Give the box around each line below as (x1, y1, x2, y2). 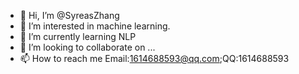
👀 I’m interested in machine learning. (19, 20, 171, 32)
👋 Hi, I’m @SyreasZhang (19, 10, 120, 21)
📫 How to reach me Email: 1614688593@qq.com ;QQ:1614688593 (19, 53, 290, 64)
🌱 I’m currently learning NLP (19, 31, 137, 42)
